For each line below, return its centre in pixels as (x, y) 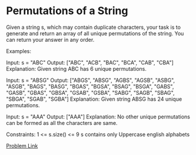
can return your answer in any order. (50, 39)
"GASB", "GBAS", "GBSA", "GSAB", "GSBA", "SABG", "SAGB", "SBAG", (90, 93)
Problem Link (22, 146)
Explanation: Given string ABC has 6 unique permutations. (77, 68)
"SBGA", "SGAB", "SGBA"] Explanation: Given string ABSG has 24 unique (94, 99)
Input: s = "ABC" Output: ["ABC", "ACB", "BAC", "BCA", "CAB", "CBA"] (90, 62)
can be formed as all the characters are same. (62, 123)
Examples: (19, 51)
